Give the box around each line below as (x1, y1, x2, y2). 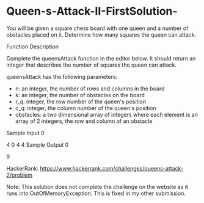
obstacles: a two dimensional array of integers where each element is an (15, 111, 199, 118)
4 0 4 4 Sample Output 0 (6, 141, 69, 148)
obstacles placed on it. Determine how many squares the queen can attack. (6, 31, 197, 38)
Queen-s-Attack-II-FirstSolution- (6, 4, 178, 18)
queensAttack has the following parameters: (6, 73, 118, 80)
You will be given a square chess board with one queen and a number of (6, 24, 189, 32)
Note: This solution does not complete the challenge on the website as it (6, 183, 188, 190)
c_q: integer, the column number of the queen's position (15, 104, 157, 111)
